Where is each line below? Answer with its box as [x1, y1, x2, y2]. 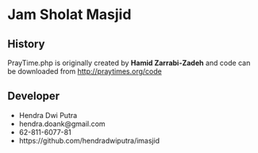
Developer [7, 90, 60, 103]
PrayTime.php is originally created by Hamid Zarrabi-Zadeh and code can [7, 58, 251, 67]
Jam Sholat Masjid [7, 6, 132, 24]
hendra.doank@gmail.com [18, 119, 106, 128]
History [7, 37, 45, 51]
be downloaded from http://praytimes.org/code [7, 67, 162, 76]
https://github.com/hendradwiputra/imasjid [18, 136, 160, 145]
